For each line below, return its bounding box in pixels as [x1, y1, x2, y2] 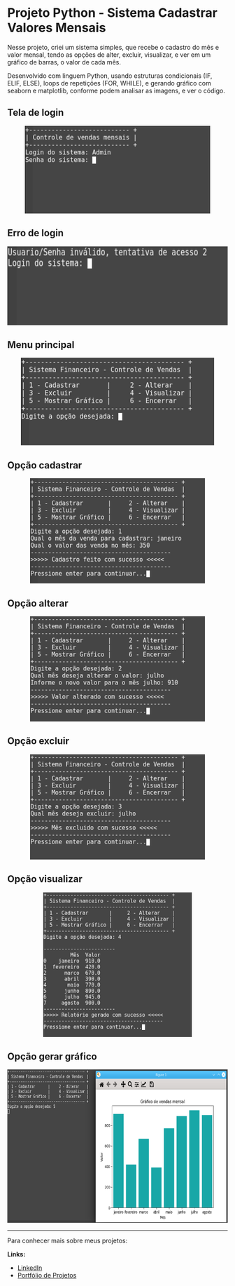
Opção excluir [7, 735, 70, 747]
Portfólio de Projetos [17, 1271, 77, 1280]
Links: [7, 1250, 26, 1259]
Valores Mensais [7, 20, 106, 36]
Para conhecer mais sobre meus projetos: [7, 1236, 128, 1245]
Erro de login [7, 227, 64, 239]
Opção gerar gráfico [7, 1050, 97, 1063]
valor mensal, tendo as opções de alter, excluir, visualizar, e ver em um [7, 50, 211, 59]
